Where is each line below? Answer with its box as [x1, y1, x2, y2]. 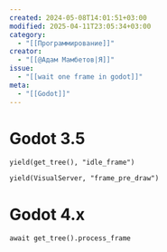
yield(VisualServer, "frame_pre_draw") [9, 174, 160, 183]
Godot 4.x [9, 204, 86, 225]
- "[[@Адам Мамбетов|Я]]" [17, 55, 116, 64]
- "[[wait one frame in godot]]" [17, 73, 144, 82]
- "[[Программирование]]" [17, 38, 116, 48]
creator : [9, 47, 42, 56]
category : [9, 30, 47, 39]
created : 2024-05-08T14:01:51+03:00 [9, 13, 147, 23]
